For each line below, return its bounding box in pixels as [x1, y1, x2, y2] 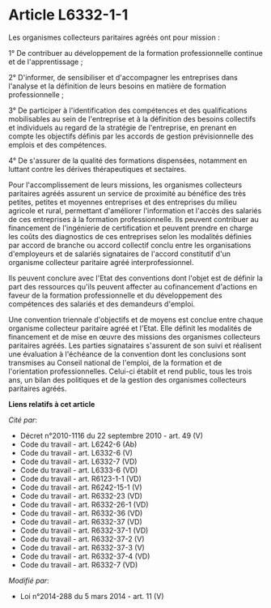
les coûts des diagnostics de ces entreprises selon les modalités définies [8, 231, 252, 241]
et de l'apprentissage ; [8, 57, 83, 66]
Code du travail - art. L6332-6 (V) [19, 447, 133, 457]
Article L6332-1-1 [8, 6, 129, 24]
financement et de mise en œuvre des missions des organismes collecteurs [8, 332, 260, 341]
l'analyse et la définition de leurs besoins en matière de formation [8, 81, 227, 91]
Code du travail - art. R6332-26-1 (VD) [19, 499, 149, 509]
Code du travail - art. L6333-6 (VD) [19, 465, 138, 475]
